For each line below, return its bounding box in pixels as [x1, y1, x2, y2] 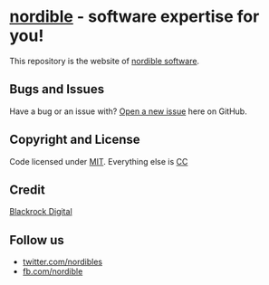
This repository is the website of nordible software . [9, 55, 200, 66]
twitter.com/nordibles [22, 256, 102, 268]
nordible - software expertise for [9, 6, 260, 27]
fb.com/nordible [22, 266, 83, 277]
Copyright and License [9, 132, 140, 147]
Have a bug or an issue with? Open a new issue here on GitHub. [9, 106, 247, 117]
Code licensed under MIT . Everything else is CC [9, 156, 188, 166]
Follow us [9, 233, 65, 248]
